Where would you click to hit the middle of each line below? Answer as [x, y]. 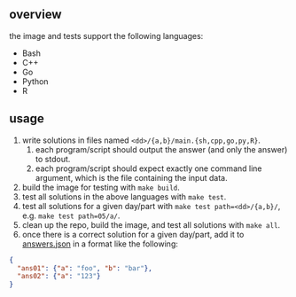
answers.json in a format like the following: [100, 244]
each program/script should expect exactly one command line [148, 168]
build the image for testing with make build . [101, 187]
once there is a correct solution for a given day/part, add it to [133, 234]
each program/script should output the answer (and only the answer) [161, 149]
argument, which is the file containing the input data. [131, 177]
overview [35, 15]
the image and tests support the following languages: [106, 35]
